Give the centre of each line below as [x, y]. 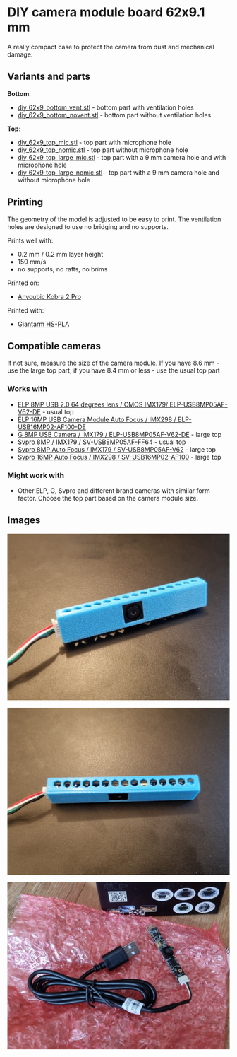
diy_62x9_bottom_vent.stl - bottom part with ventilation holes [105, 107]
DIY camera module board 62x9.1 [106, 12]
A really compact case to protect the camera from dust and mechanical [111, 47]
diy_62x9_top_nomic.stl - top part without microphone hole [103, 150]
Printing [25, 202]
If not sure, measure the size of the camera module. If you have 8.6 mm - [114, 363]
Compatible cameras [54, 346]
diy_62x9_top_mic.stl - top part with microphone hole [94, 142]
